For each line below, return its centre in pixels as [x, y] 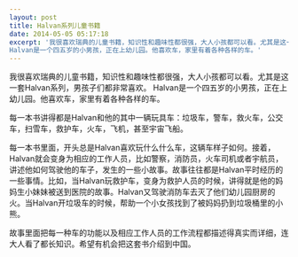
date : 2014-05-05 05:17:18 [59, 34]
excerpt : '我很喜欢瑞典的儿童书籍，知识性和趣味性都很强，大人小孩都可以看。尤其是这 [148, 42]
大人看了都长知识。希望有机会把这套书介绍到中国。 [102, 244]
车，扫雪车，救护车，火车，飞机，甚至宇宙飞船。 [98, 128]
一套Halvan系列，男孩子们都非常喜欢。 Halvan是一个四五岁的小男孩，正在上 [149, 88]
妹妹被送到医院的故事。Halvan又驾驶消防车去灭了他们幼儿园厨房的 [154, 192]
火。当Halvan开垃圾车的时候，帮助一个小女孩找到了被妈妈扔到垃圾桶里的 [142, 203]
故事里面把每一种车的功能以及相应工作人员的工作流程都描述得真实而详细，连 [149, 233]
